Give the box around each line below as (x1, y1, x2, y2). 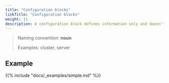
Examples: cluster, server (17, 44, 70, 50)
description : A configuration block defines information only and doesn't (5, 21, 165, 26)
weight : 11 (5, 16, 28, 21)
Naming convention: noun (17, 35, 72, 41)
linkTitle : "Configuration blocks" (5, 12, 80, 17)
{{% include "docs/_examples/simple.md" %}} (5, 72, 102, 78)
